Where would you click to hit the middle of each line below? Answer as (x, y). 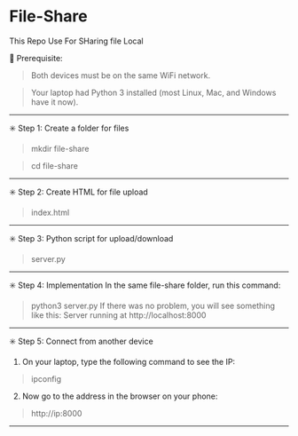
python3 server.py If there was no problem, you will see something (153, 305)
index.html (50, 212)
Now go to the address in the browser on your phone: (120, 396)
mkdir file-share (60, 148)
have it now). (55, 102)
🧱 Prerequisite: (36, 58)
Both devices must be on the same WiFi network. (121, 75)
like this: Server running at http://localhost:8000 (118, 315)
